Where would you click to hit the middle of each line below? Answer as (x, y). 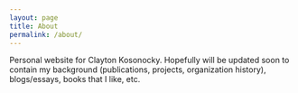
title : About (34, 26)
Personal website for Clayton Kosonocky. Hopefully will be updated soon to (149, 60)
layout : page (34, 18)
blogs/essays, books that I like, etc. (75, 79)
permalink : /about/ (46, 34)
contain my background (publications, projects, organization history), (138, 70)
